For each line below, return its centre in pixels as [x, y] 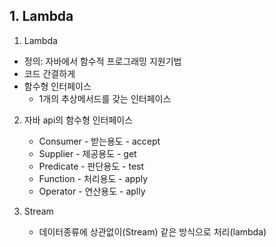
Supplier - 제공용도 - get [87, 153]
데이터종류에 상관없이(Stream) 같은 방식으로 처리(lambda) [152, 231]
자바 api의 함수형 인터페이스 [78, 120]
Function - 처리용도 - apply [93, 178]
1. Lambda [41, 16]
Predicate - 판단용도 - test [91, 166]
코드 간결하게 [49, 73]
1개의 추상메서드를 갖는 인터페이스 [105, 98]
